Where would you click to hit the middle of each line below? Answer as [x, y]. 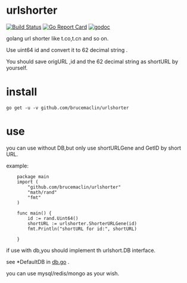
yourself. [17, 68]
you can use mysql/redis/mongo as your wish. [63, 273]
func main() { [34, 213]
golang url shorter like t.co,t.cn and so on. [57, 38]
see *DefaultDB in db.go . [38, 262]
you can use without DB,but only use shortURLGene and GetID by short [94, 148]
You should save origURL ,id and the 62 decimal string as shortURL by [92, 61]
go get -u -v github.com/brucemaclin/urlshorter [68, 108]
